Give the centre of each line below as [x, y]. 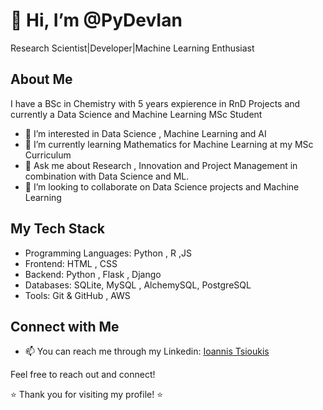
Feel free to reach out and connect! [83, 375]
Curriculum [48, 155]
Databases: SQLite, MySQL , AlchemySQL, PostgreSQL [138, 285]
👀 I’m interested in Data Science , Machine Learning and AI [145, 133]
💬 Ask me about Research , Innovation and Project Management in [161, 165]
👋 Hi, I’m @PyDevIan [96, 20]
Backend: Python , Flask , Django [93, 274]
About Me [41, 79]
